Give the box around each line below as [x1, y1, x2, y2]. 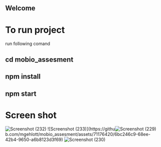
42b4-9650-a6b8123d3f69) [5, 136, 64, 142]
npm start [5, 89, 37, 98]
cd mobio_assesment [5, 55, 74, 64]
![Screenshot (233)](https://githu [47, 126, 115, 132]
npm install [5, 72, 41, 81]
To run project [5, 24, 65, 36]
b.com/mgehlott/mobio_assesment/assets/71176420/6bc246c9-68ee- [5, 131, 150, 137]
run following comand [5, 41, 50, 47]
